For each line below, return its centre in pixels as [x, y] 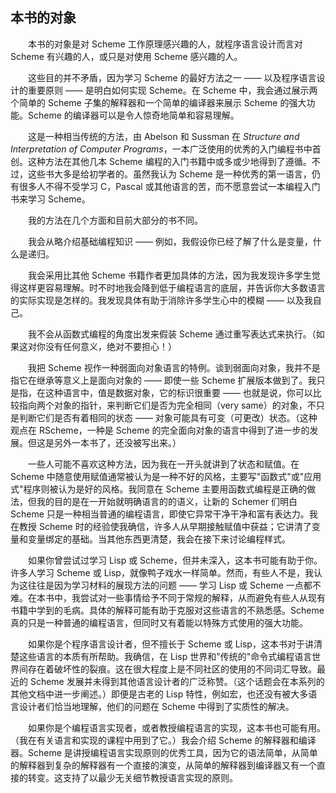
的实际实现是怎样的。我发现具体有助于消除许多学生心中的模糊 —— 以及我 [161, 300]
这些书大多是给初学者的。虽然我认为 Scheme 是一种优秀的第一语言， [169, 174]
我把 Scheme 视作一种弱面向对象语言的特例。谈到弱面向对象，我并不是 [174, 367]
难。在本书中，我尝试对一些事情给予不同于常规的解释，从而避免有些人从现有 [168, 597]
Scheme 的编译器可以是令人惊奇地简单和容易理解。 [133, 115]
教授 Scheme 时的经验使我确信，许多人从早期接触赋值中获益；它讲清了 [165, 526]
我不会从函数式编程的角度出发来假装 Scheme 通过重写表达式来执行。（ [172, 334]
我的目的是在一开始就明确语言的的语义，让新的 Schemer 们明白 [167, 501]
